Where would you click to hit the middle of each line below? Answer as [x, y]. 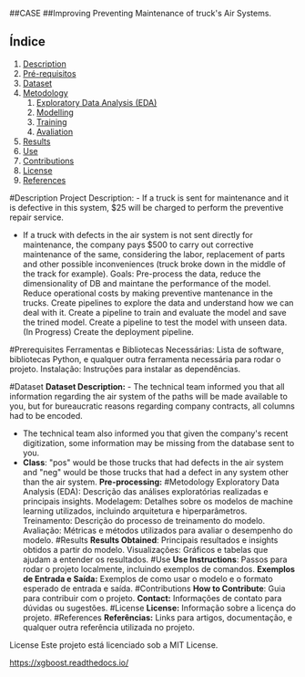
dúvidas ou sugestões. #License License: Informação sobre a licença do [159, 608]
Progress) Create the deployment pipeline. [114, 331]
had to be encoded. [46, 415]
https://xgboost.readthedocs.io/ [69, 662]
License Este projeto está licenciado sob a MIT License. [114, 645]
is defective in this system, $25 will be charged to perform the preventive [147, 207]
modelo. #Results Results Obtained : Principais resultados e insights [150, 540]
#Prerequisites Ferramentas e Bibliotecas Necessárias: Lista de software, [147, 349]
